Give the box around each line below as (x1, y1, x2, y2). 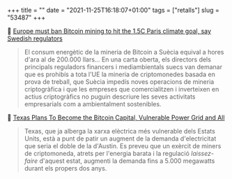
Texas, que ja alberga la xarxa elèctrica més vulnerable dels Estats (24, 127, 216, 135)
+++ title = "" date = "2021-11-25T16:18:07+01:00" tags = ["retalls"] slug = (7, 6, 219, 14)
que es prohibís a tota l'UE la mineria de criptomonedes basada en (24, 70, 216, 78)
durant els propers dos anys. (24, 164, 107, 172)
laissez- (191, 150, 215, 157)
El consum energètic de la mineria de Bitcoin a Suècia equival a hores (24, 48, 224, 56)
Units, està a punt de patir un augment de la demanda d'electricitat (24, 134, 217, 143)
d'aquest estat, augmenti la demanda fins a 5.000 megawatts (39, 157, 215, 165)
